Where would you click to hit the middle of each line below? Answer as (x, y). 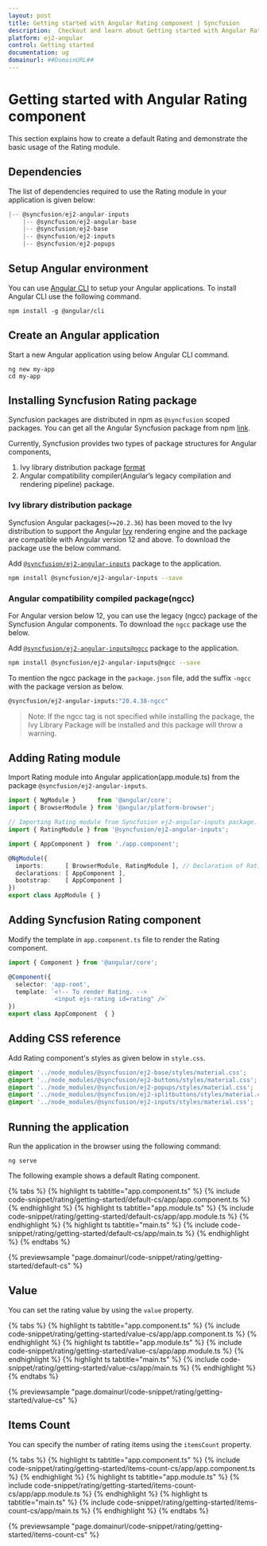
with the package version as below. (66, 686)
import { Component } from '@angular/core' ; (83, 962)
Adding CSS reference (65, 1039)
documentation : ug (39, 53)
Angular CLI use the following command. (75, 296)
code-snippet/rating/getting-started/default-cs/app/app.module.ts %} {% (129, 1217)
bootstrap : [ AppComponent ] (69, 881)
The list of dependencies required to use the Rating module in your (118, 191)
